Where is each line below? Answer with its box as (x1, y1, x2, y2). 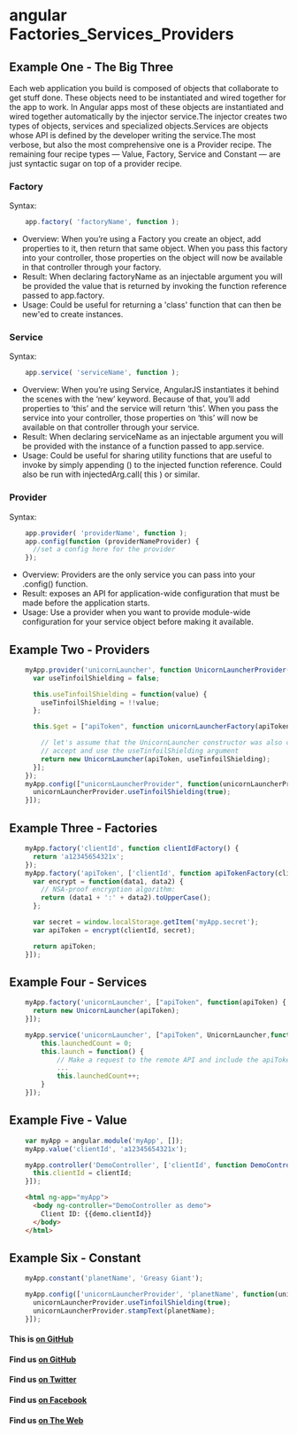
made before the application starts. (21, 597, 150, 608)
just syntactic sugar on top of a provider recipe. (9, 159, 183, 168)
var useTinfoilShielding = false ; (32, 674, 161, 682)
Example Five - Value (9, 1113, 128, 1128)
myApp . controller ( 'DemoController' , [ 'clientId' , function (25, 1160, 247, 1170)
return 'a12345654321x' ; (32, 852, 125, 861)
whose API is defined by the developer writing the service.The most (9, 130, 256, 140)
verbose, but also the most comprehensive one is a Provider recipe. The (9, 139, 272, 150)
